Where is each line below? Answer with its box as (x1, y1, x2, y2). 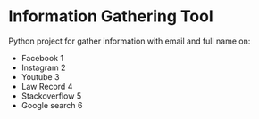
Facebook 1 (21, 52, 64, 63)
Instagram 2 (21, 62, 66, 73)
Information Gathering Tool (8, 6, 213, 27)
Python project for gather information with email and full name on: (8, 36, 251, 46)
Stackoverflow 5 (21, 91, 82, 101)
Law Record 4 (21, 81, 73, 91)
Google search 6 (21, 99, 83, 110)
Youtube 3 (21, 71, 60, 82)
